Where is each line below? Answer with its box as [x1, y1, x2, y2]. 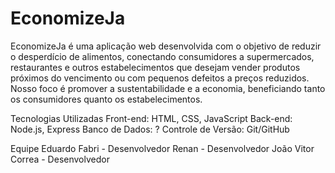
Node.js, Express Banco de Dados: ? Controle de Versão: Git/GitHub [10, 123, 290, 135]
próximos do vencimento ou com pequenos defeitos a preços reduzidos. [10, 72, 310, 84]
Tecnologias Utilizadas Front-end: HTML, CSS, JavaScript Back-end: [10, 112, 293, 124]
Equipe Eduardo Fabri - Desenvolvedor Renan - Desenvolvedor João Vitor [10, 142, 315, 154]
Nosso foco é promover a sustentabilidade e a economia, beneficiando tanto [10, 82, 326, 94]
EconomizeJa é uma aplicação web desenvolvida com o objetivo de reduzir [10, 40, 322, 52]
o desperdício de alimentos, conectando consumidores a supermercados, [10, 50, 315, 62]
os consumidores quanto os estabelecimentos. [10, 93, 203, 105]
